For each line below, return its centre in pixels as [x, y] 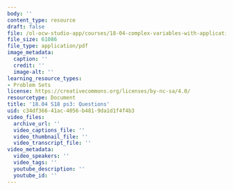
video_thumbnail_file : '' [51, 136]
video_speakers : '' [42, 156]
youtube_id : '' [35, 175]
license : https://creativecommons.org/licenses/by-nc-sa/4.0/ [99, 91]
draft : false [26, 26]
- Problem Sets [29, 85]
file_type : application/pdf [48, 46]
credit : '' [29, 65]
